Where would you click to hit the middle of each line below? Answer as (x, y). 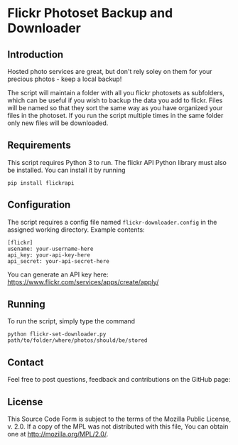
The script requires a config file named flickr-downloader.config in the (112, 222)
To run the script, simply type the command (71, 321)
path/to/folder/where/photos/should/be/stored (77, 341)
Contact (26, 362)
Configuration (39, 205)
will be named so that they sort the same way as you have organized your (115, 108)
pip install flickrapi (41, 183)
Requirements (39, 145)
